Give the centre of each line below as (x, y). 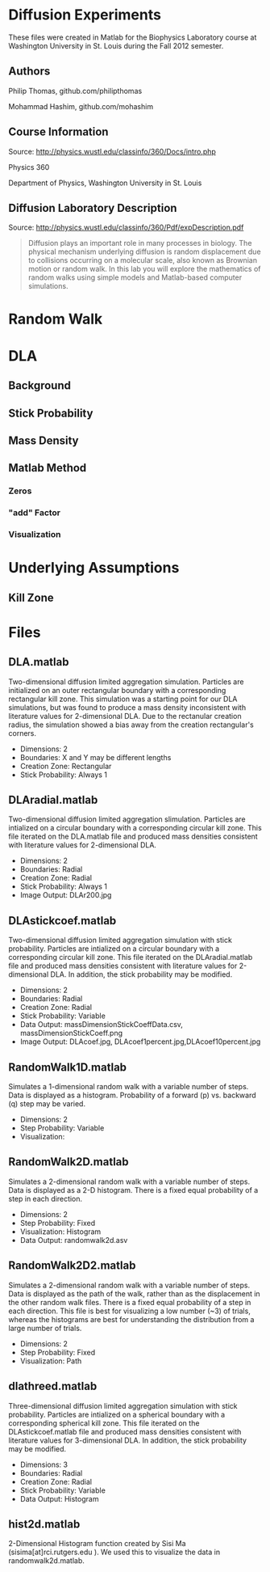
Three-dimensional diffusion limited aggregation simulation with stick (123, 1405)
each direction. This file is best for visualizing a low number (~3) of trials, (130, 1311)
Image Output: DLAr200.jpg (66, 895)
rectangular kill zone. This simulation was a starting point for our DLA (123, 699)
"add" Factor (35, 513)
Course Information (58, 132)
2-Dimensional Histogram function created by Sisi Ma (98, 1544)
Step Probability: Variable (62, 1128)
